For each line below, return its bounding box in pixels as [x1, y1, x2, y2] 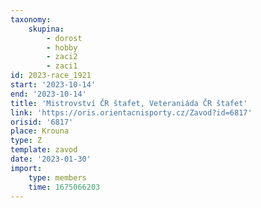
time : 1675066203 [28, 182, 101, 192]
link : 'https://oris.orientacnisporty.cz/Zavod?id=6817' [10, 107, 253, 118]
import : [10, 163, 43, 173]
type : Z [10, 136, 43, 146]
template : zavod [10, 145, 78, 155]
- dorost [46, 33, 83, 43]
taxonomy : [10, 14, 52, 25]
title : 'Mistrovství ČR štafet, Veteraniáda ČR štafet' [10, 98, 248, 108]
